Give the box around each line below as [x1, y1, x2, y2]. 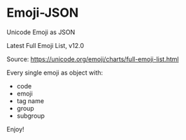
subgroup [16, 111, 45, 120]
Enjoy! [6, 125, 25, 133]
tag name [16, 96, 45, 105]
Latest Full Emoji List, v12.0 [6, 41, 85, 49]
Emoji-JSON [6, 5, 79, 21]
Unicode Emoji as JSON [6, 28, 76, 36]
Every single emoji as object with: [6, 68, 103, 77]
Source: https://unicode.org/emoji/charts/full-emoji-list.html [6, 54, 179, 63]
